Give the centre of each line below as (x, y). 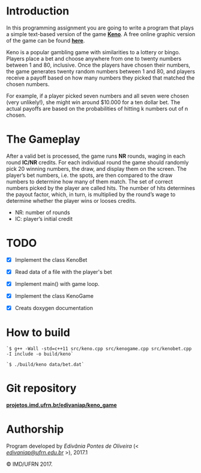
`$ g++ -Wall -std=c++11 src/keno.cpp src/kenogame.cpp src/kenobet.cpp (99, 349)
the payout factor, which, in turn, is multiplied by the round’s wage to (91, 194)
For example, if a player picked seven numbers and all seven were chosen (97, 96)
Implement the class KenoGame (54, 296)
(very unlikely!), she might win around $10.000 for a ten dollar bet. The (93, 102)
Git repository (41, 388)
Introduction (38, 11)
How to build (38, 333)
